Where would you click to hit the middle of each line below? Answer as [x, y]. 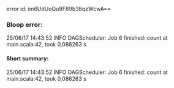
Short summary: [28, 58]
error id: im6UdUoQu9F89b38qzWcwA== [59, 9]
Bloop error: [25, 24]
